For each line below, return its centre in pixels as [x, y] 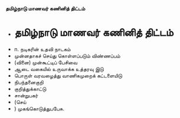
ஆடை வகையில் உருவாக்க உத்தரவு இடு [59, 69]
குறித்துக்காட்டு [30, 89]
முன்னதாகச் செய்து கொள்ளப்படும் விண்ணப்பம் [67, 56]
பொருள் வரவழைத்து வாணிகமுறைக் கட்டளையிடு [68, 75]
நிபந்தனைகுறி [29, 82]
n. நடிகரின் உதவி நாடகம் [42, 49]
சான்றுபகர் [26, 95]
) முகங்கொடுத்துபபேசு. [39, 109]
